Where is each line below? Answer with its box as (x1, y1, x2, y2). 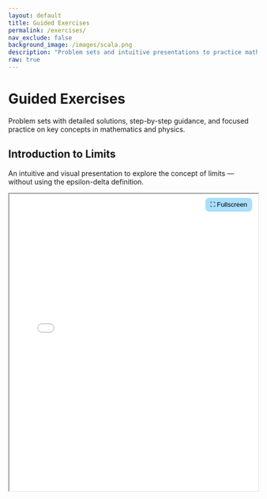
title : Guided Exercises (8, 19, 90, 27)
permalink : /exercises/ (8, 26, 87, 34)
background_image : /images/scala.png (8, 41, 133, 49)
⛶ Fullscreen (210, 200, 247, 208)
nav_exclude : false (8, 33, 73, 42)
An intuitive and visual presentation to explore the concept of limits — (8, 168, 235, 178)
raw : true (8, 56, 41, 64)
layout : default (8, 11, 62, 20)
